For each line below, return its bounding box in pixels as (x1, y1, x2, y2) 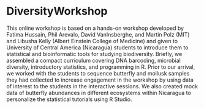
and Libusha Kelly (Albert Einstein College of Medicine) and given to (6, 37, 178, 44)
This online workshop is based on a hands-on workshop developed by (6, 24, 184, 32)
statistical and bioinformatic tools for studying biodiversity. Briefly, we (6, 50, 183, 57)
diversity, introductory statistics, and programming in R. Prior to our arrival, (6, 63, 195, 71)
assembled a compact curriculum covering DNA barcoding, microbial (6, 57, 181, 64)
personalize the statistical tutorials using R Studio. (6, 96, 132, 103)
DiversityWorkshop (6, 4, 108, 18)
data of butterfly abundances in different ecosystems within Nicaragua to (6, 89, 191, 96)
